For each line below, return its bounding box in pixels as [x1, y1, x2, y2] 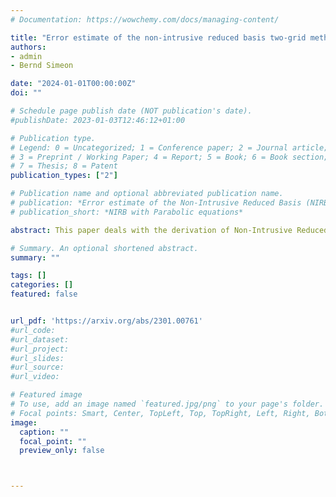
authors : [10, 42, 47, 52]
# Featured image [10, 390, 83, 400]
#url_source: [10, 362, 65, 373]
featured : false [10, 289, 78, 300]
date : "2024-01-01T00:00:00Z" [10, 79, 137, 89]
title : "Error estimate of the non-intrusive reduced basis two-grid [10, 32, 307, 43]
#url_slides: [10, 353, 65, 363]
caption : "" [19, 427, 70, 437]
